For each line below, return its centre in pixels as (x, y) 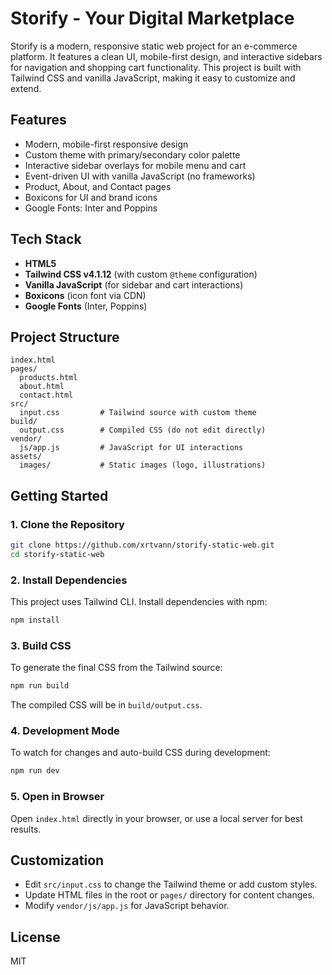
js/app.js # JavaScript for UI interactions (131, 448)
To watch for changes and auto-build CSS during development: (140, 753)
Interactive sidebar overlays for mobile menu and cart (135, 165)
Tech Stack (46, 239)
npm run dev (35, 771)
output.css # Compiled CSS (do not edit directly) (143, 430)
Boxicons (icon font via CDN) (85, 295)
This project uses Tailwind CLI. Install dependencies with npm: (139, 602)
